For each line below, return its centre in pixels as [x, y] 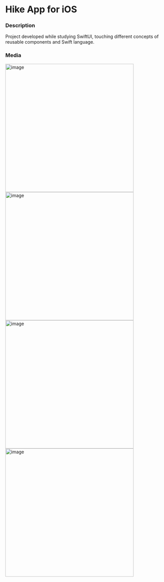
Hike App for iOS [41, 9]
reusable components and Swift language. [50, 42]
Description [20, 26]
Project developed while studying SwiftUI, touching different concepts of [82, 36]
